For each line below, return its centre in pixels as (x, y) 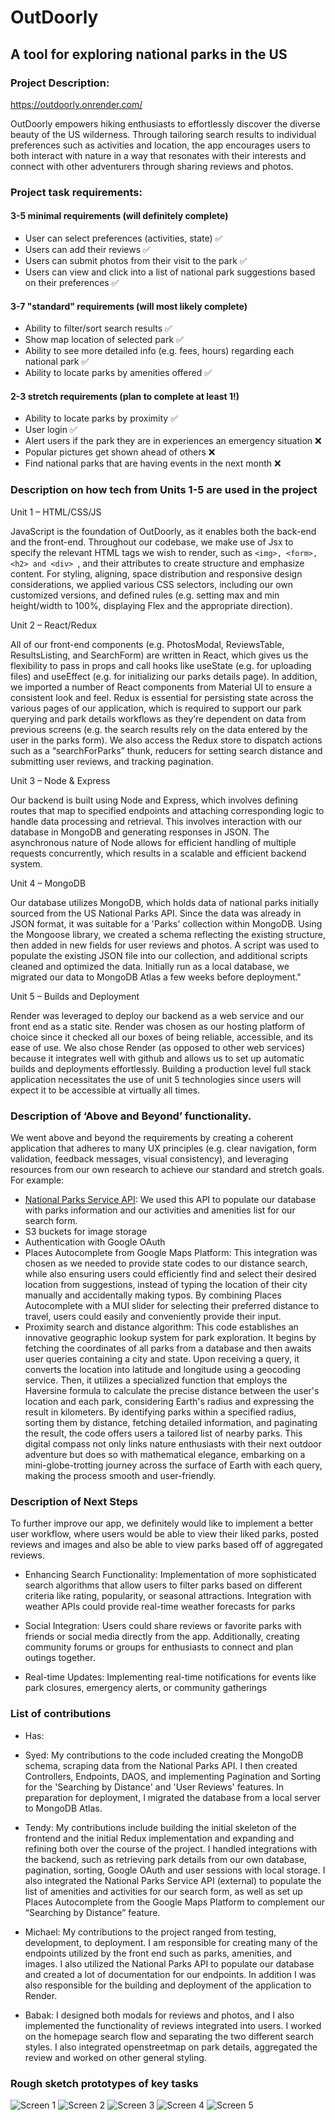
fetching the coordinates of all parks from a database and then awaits (168, 1348)
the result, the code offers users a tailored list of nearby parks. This (163, 1433)
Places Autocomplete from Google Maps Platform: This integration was (171, 1252)
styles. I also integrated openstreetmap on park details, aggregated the (171, 2047)
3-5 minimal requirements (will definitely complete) (119, 216)
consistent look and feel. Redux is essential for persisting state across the (162, 697)
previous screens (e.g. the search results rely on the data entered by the (159, 729)
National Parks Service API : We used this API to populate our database (170, 1199)
